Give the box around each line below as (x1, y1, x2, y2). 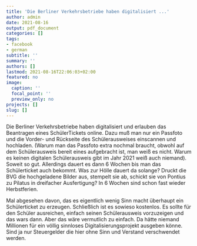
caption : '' (11, 85, 41, 91)
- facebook (6, 42, 33, 48)
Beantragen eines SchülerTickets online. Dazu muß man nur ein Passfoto (6, 129, 183, 137)
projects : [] (6, 101, 38, 108)
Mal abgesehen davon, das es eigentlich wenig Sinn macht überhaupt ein (6, 197, 184, 204)
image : (6, 80, 22, 86)
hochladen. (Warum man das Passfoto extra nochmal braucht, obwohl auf (6, 142, 185, 149)
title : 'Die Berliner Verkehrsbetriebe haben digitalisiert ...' (6, 8, 169, 15)
